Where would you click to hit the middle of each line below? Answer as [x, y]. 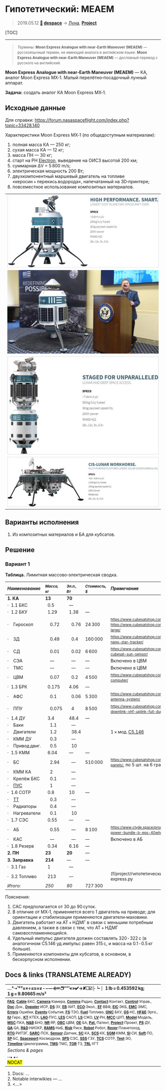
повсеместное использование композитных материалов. [73, 187]
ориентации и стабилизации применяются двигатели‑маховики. [80, 917]
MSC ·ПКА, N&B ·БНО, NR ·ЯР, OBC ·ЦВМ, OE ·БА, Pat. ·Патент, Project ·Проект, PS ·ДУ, [79, 1022]
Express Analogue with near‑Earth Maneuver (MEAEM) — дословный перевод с [87, 58]
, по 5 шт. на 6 [138, 765]
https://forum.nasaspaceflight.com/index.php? [82, 120]
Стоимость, [96, 586]
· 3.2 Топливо [22, 876]
